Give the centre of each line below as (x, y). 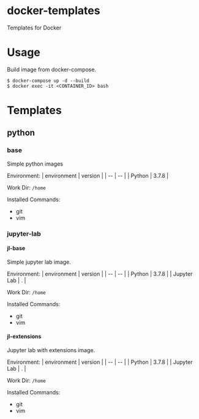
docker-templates (54, 11)
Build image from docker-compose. (52, 69)
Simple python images (35, 164)
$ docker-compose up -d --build (48, 80)
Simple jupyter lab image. (39, 262)
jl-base (16, 248)
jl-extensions (24, 336)
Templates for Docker (34, 28)
